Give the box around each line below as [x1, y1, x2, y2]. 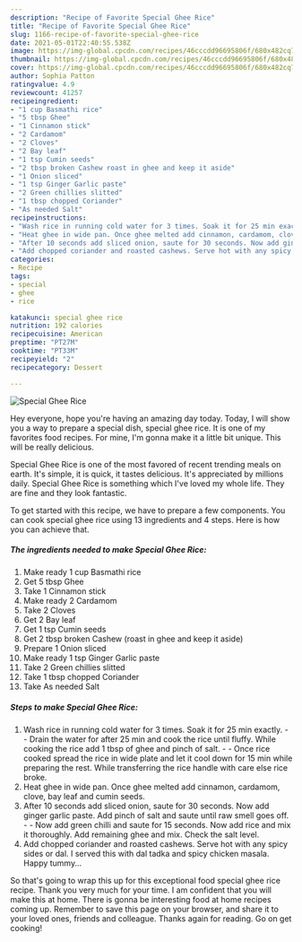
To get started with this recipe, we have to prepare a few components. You [10, 504, 286, 516]
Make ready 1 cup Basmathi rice [22, 567, 142, 578]
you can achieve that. [10, 524, 90, 535]
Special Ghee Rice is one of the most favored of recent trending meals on [10, 458, 281, 469]
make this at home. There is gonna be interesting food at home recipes [10, 894, 272, 905]
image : [10, 47, 35, 56]
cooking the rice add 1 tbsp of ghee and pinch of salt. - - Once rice [22, 744, 271, 754]
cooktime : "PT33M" [10, 346, 79, 355]
